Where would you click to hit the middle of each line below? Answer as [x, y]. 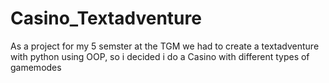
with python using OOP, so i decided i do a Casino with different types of [160, 56]
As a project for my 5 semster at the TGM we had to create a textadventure [165, 46]
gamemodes [36, 67]
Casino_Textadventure [106, 18]
